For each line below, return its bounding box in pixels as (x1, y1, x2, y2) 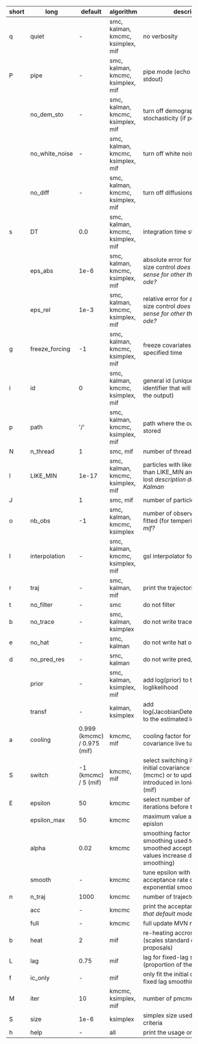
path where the (143, 419, 185, 427)
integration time (143, 228, 187, 235)
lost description (143, 475, 186, 483)
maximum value (143, 812, 187, 820)
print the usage (143, 1029, 185, 1036)
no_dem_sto (30, 110, 64, 119)
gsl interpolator (143, 552, 186, 560)
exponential (143, 883, 176, 891)
